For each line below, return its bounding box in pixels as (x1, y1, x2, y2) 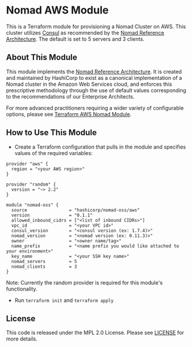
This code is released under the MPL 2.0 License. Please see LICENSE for (6, 329, 184, 336)
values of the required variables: (14, 149, 93, 156)
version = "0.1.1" (11, 212, 93, 218)
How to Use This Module (6, 127, 97, 138)
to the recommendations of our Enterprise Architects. (6, 93, 135, 100)
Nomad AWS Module (6, 4, 109, 17)
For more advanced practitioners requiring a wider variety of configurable (6, 104, 184, 112)
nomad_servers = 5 (11, 258, 77, 264)
